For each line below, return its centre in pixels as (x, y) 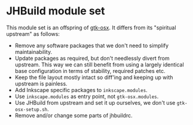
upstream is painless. (41, 83)
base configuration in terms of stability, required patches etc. (90, 71)
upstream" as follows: (33, 33)
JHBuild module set (56, 11)
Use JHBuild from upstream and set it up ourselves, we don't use (95, 102)
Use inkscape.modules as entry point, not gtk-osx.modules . (87, 96)
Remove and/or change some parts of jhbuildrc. (73, 115)
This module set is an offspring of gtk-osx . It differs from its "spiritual (91, 28)
